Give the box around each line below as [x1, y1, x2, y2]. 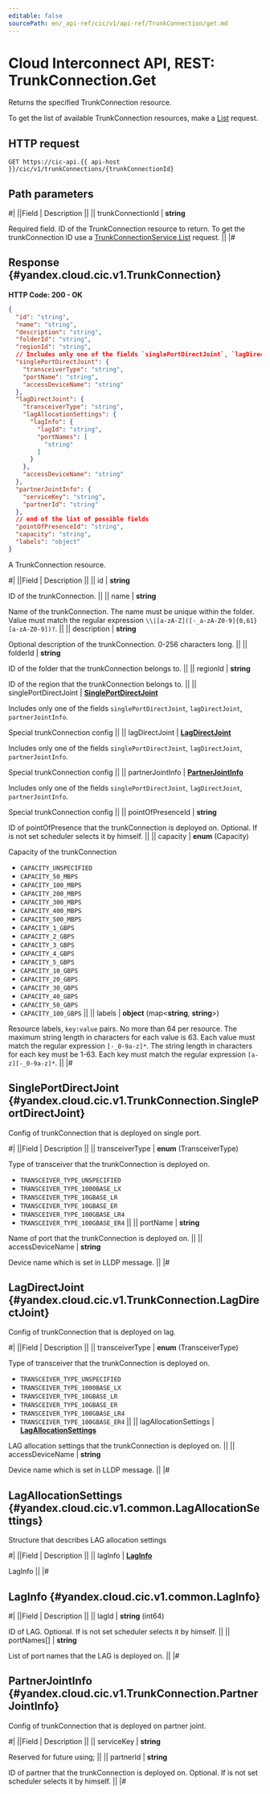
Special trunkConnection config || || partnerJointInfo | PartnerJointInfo [8, 767, 243, 777]
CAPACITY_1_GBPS [19, 924, 75, 932]
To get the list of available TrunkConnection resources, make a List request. [8, 114, 259, 123]
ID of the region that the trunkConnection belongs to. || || [8, 679, 197, 689]
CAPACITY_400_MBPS [19, 907, 82, 915]
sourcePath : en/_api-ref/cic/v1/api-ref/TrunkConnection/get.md [8, 19, 228, 27]
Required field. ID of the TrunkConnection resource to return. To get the [8, 224, 246, 234]
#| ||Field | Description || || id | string [8, 575, 130, 585]
